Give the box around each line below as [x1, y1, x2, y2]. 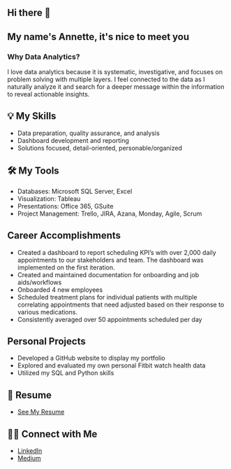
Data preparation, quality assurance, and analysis [17, 129, 161, 137]
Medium [17, 454, 42, 462]
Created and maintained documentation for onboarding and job [17, 270, 200, 279]
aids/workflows [17, 278, 62, 286]
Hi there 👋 [7, 7, 51, 19]
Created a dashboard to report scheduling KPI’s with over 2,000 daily [17, 248, 216, 256]
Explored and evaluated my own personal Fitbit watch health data [17, 361, 206, 370]
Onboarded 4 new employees [17, 285, 103, 294]
